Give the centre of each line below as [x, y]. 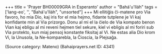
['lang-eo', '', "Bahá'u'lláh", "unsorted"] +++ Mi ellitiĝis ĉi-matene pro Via [78, 12]
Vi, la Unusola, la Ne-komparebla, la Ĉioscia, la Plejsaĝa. [61, 37]
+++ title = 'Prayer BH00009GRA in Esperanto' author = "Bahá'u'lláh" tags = [81, 7]
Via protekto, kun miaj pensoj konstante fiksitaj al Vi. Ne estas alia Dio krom [80, 32]
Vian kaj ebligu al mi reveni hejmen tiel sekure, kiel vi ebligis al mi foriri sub [80, 27]
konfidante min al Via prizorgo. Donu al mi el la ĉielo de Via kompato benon [80, 22]
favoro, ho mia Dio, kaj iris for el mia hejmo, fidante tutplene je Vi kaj [73, 17]
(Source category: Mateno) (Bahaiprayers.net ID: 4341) [60, 47]
